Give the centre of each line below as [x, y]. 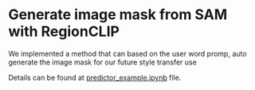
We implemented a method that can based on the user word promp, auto [127, 53]
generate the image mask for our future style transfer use [102, 62]
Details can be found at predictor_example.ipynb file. [95, 77]
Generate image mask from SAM [118, 15]
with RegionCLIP [64, 31]
